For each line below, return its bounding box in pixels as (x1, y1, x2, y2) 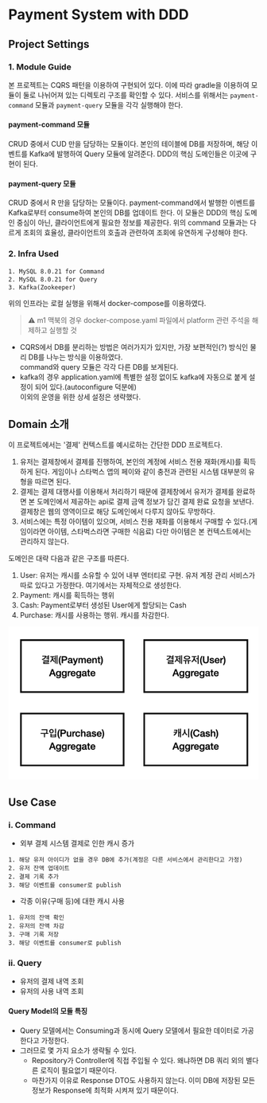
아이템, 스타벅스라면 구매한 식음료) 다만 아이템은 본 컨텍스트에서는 (47, 527, 252, 536)
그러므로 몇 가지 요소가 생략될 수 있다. (19, 1046, 137, 1055)
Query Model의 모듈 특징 (8, 1006, 88, 1015)
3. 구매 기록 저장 (8, 931, 60, 939)
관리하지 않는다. (19, 536, 69, 547)
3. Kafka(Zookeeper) (8, 283, 77, 292)
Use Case (8, 795, 57, 809)
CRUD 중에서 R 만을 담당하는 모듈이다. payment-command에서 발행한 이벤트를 (8, 198, 256, 208)
